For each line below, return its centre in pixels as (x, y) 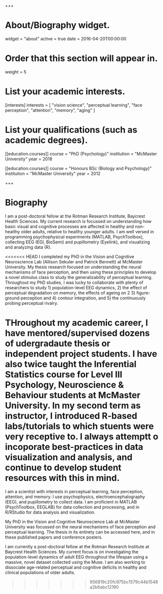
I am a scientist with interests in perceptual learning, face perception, (74, 491)
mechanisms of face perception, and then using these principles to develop (81, 272)
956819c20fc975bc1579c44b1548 (124, 582)
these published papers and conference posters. (54, 537)
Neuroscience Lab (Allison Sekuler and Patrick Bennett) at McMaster (74, 261)
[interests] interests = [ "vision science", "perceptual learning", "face (74, 105)
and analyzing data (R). (28, 247)
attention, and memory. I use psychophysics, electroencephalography (75, 497)
